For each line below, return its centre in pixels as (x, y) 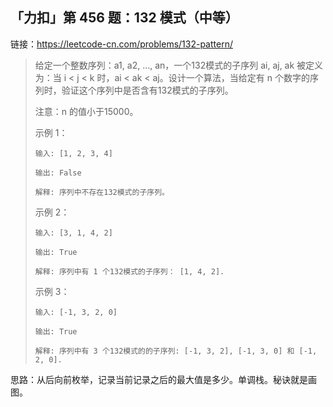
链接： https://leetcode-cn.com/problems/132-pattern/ (121, 44)
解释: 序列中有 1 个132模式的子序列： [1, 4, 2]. (129, 271)
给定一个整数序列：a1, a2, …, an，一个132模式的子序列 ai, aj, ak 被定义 (179, 65)
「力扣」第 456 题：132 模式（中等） (124, 18)
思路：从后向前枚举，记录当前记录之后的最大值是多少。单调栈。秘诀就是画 (163, 379)
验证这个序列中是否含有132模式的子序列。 (147, 90)
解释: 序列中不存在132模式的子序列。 (102, 192)
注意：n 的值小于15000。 (86, 111)
